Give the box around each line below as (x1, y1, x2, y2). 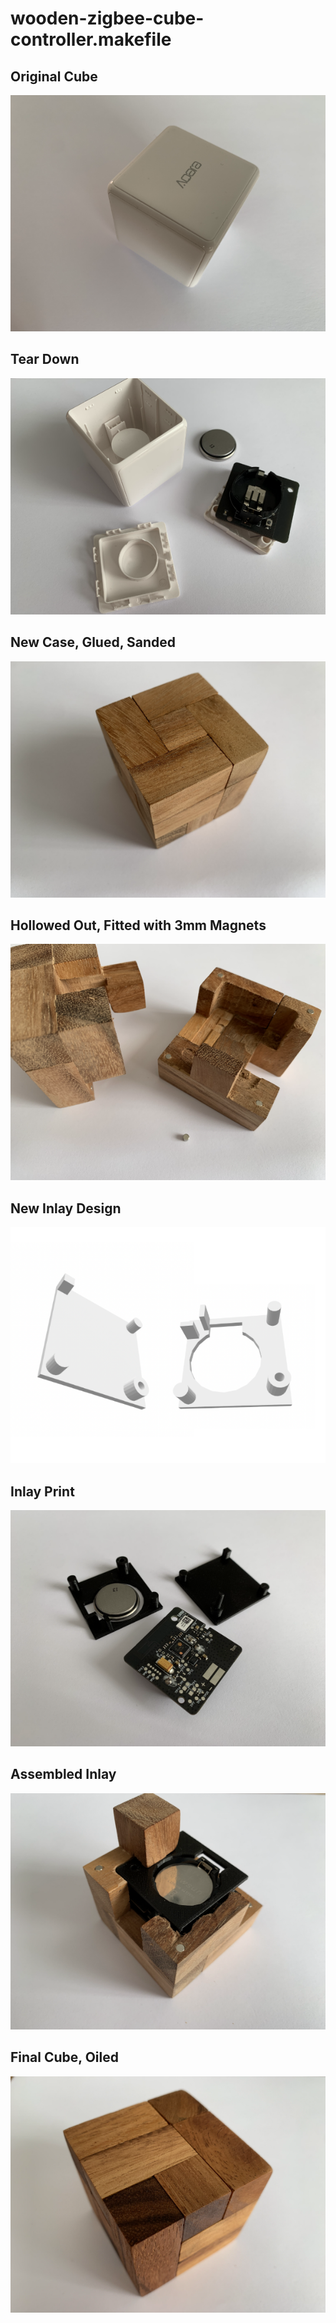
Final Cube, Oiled (10, 2049, 119, 2066)
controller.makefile (10, 28, 172, 51)
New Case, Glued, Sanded (10, 634, 177, 651)
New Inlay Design (10, 1200, 122, 1217)
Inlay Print (10, 1483, 75, 1500)
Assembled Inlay (10, 1766, 117, 1783)
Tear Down (10, 351, 80, 368)
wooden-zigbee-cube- (10, 7, 205, 30)
